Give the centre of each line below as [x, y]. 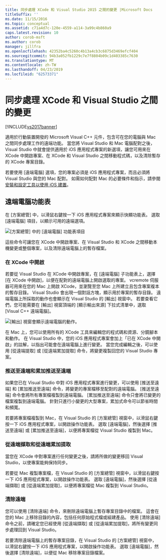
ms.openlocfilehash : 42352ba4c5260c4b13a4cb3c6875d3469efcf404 [72, 51]
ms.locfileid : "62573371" [32, 74]
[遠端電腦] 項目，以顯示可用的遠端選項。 [46, 221]
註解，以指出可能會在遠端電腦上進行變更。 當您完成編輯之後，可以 [86, 344]
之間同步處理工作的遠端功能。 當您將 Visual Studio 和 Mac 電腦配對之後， [80, 143]
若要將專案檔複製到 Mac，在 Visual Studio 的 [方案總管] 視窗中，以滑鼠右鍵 [82, 418]
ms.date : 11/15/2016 [26, 19]
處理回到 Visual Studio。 [34, 530]
